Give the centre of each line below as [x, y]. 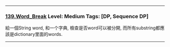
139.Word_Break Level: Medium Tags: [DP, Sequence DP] [77, 16]
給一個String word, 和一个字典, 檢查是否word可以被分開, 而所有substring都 [83, 28]
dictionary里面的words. [38, 34]
